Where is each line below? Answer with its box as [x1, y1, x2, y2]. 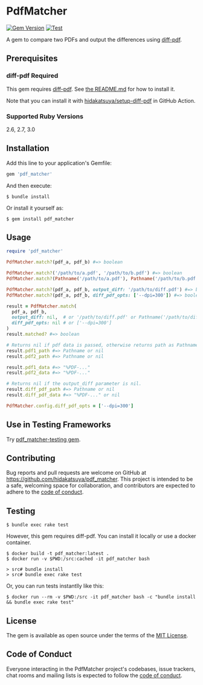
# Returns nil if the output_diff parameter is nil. [6, 381, 142, 387]
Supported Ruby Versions [6, 112, 83, 120]
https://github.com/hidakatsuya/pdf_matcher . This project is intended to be [6, 475, 193, 483]
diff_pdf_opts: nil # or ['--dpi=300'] [11, 320, 112, 326]
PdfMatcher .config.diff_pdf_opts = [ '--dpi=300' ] [6, 403, 134, 409]
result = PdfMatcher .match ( [6, 303, 77, 309]
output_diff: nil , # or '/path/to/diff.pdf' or [11, 314, 137, 321]
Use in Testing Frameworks [6, 420, 111, 430]
